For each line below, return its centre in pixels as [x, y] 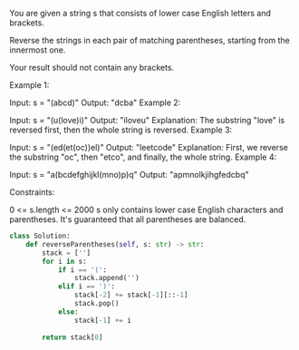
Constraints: [32, 192]
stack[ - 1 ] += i [102, 320]
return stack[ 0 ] [72, 337]
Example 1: [29, 85]
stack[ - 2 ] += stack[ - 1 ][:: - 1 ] [131, 295]
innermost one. [38, 50]
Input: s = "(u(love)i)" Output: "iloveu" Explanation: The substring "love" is [147, 120]
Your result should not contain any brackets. [92, 68]
